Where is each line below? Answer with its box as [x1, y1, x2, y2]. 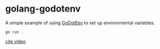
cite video [5, 38, 26, 44]
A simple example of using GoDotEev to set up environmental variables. [5, 20, 155, 26]
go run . [5, 29, 24, 34]
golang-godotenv [5, 3, 81, 15]
